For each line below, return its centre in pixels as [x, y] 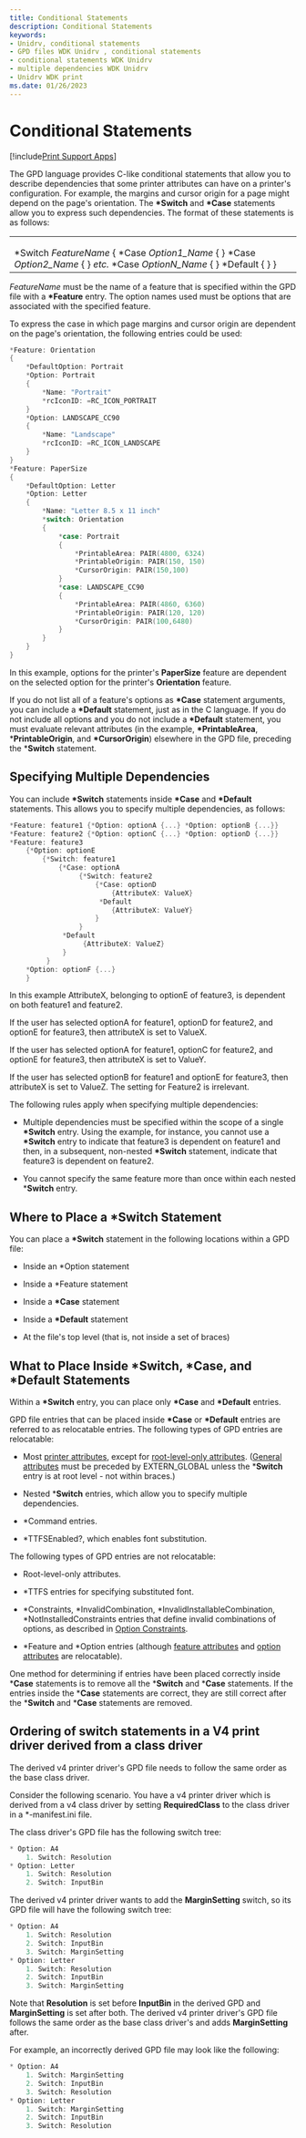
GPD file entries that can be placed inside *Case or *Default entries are [145, 1420]
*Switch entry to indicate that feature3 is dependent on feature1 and [151, 1141]
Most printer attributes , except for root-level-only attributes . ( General [152, 1456]
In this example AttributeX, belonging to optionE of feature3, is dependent [148, 996]
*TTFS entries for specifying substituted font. [108, 1591]
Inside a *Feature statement [75, 1284]
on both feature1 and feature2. [66, 1005]
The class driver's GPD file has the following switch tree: [115, 1832]
